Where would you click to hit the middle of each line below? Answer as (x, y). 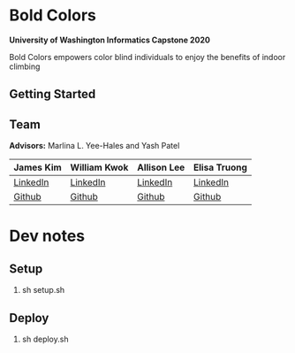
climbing (25, 66)
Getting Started (53, 94)
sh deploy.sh (45, 339)
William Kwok (99, 167)
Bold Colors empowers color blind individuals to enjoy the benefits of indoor (147, 57)
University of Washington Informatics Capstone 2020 (110, 40)
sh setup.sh (43, 290)
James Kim (38, 167)
